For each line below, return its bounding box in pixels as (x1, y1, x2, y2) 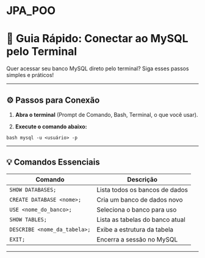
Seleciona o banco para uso (96, 205, 177, 214)
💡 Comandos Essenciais (6, 157, 100, 168)
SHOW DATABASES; (9, 186, 57, 193)
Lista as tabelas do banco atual (96, 215, 186, 224)
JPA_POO (6, 4, 56, 18)
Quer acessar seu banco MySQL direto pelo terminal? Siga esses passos (6, 65, 189, 72)
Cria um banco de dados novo (96, 195, 183, 204)
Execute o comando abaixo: (15, 123, 87, 130)
